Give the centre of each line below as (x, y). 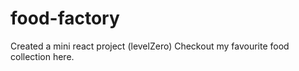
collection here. (42, 56)
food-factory (65, 18)
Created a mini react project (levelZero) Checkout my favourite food (150, 46)
